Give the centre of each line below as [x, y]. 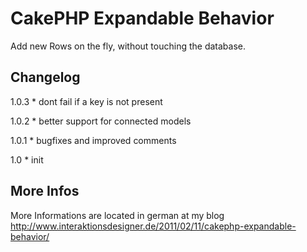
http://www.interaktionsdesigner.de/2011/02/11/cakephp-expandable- [153, 226]
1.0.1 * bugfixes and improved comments [93, 140]
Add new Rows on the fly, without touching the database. [128, 46]
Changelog [45, 77]
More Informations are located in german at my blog [117, 215]
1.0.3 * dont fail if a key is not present [86, 101]
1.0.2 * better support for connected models [101, 121]
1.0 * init [27, 159]
